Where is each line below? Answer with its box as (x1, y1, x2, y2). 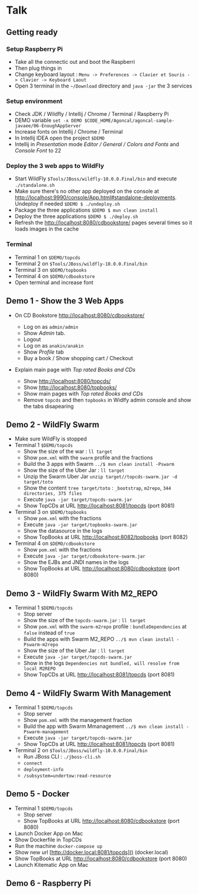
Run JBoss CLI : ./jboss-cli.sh (23, 753, 101, 760)
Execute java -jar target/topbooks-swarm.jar (23, 521, 138, 528)
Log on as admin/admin (23, 323, 79, 330)
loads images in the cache (14, 225, 79, 232)
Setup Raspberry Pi (6, 45, 63, 53)
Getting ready (6, 27, 58, 37)
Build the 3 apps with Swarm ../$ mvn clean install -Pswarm (23, 461, 174, 468)
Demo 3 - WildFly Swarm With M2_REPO (6, 588, 158, 598)
